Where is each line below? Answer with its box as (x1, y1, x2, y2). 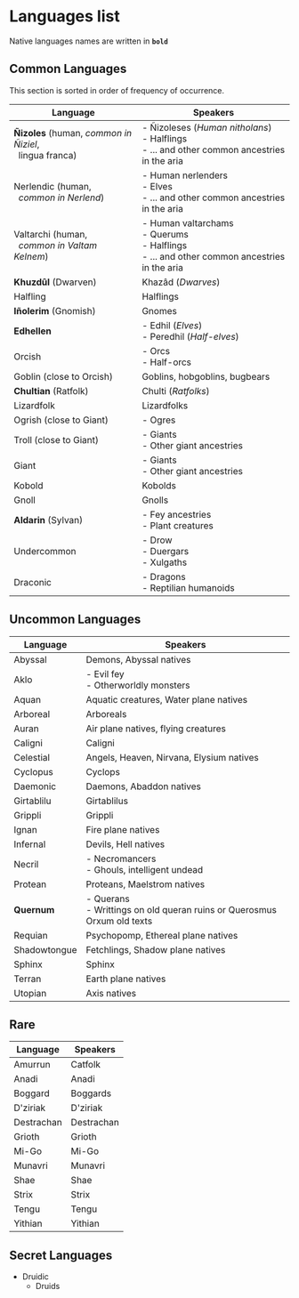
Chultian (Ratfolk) (13, 384, 89, 397)
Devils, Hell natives (85, 838, 166, 851)
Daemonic (13, 780, 56, 793)
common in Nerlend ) (18, 191, 105, 204)
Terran (13, 972, 42, 985)
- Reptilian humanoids (141, 581, 235, 593)
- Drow (141, 534, 173, 546)
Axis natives (85, 987, 137, 999)
